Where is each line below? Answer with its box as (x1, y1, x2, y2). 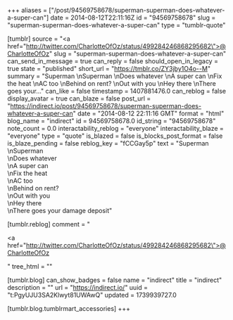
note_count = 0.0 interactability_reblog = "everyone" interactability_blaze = (7, 124, 224, 132)
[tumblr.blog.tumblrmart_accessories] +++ (7, 305, 131, 312)
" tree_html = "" (7, 262, 53, 270)
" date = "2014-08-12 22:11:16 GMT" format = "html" (73, 109, 225, 117)
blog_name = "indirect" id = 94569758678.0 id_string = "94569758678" (7, 117, 216, 125)
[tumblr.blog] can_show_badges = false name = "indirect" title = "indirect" (7, 276, 222, 284)
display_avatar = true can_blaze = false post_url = (7, 94, 151, 103)
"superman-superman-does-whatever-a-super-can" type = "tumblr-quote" (7, 21, 226, 29)
